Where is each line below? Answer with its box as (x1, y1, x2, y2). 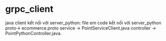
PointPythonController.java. (5, 30, 62, 36)
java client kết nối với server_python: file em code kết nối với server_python (5, 20, 162, 26)
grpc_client (5, 3, 54, 15)
